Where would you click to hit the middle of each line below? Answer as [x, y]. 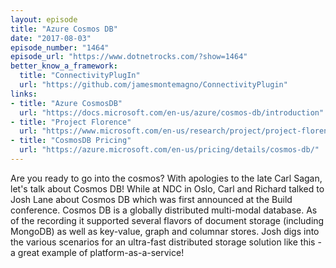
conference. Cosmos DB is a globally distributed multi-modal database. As [164, 210]
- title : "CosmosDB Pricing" [71, 141]
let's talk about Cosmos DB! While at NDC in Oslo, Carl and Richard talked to [167, 188]
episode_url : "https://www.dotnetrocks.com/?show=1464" [129, 57]
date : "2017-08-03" [51, 38]
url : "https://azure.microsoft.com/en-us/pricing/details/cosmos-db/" [169, 150]
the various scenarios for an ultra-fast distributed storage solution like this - [166, 242]
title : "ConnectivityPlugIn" [80, 76]
